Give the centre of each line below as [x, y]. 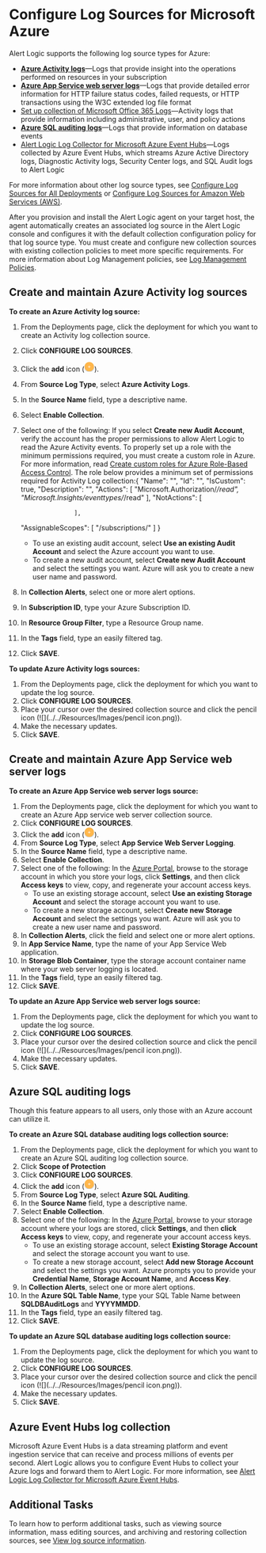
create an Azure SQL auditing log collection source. [104, 1158]
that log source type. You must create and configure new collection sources [133, 242]
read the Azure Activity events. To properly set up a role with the [126, 447]
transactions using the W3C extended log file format [106, 102]
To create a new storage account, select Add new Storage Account [143, 1262]
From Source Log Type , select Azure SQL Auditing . [105, 1195]
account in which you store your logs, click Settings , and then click [130, 876]
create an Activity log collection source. [85, 335]
